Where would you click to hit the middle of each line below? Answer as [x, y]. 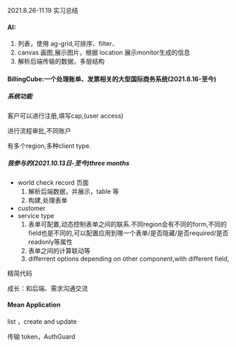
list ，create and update [42, 322]
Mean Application [34, 305]
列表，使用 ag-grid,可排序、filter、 [68, 44]
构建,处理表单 [48, 200]
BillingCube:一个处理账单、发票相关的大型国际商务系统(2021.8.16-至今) [112, 79]
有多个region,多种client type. [49, 146]
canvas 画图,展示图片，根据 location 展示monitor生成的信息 [104, 52]
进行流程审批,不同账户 [40, 130]
